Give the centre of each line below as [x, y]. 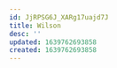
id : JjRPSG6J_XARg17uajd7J [59, 17]
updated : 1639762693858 [53, 42]
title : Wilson [35, 26]
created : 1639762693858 [53, 50]
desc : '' [25, 34]
